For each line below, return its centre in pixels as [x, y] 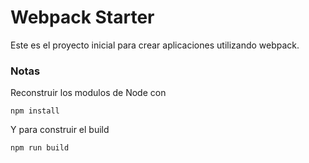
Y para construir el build [60, 130]
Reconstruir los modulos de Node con [88, 93]
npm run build [40, 148]
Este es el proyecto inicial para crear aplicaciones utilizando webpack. [155, 45]
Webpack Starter [82, 17]
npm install [35, 111]
